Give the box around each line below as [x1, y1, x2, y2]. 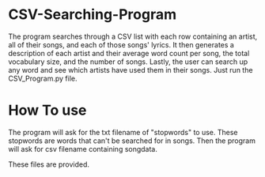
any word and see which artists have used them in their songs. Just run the [8, 65, 253, 74]
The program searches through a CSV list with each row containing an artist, [8, 32, 258, 41]
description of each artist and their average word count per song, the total [8, 48, 250, 58]
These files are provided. [8, 160, 89, 169]
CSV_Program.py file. [8, 73, 78, 83]
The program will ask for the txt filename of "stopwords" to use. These [8, 127, 238, 137]
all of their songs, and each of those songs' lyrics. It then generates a [8, 40, 235, 49]
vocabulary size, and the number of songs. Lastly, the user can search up [8, 57, 248, 66]
